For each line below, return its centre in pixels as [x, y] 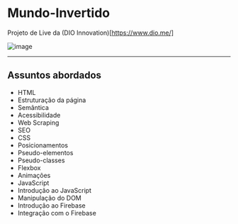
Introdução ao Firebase [52, 205]
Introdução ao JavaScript [55, 190]
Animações [34, 175]
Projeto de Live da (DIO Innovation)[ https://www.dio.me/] [91, 33]
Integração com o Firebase [57, 213]
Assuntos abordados [54, 75]
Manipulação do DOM [49, 198]
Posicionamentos [43, 145]
